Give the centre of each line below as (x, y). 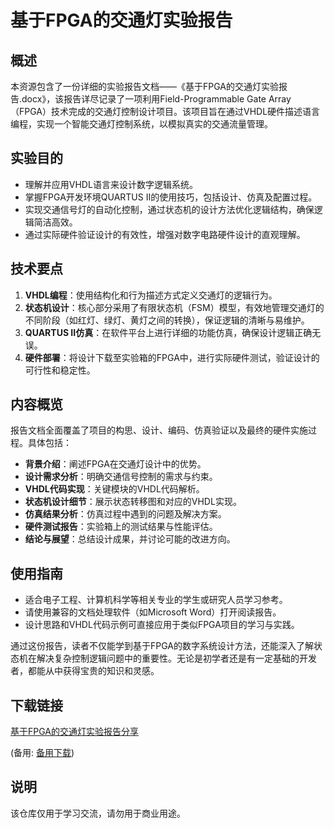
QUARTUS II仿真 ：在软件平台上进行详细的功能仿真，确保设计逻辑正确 (168, 332)
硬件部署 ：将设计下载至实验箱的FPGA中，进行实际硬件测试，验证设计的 (172, 357)
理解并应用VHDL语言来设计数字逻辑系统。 (111, 184)
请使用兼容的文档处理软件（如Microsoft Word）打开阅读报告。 (153, 612)
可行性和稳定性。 (60, 370)
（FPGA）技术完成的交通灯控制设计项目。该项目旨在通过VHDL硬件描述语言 (165, 111)
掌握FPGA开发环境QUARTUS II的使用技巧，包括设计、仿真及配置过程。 (171, 197)
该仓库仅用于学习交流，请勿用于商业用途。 (98, 813)
